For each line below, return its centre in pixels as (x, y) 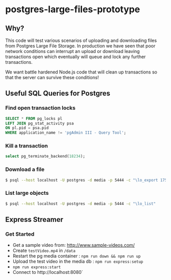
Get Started (20, 234)
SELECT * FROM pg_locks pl (34, 118)
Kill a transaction (27, 146)
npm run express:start (37, 267)
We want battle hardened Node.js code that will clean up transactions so (81, 72)
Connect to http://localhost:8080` (48, 272)
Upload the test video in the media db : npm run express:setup (78, 262)
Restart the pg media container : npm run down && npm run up (77, 256)
